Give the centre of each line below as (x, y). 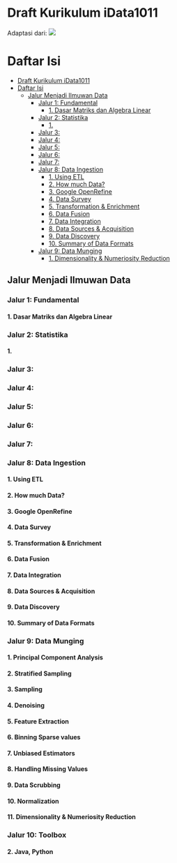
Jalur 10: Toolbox (37, 835)
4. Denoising (26, 705)
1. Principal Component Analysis (55, 657)
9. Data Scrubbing (34, 785)
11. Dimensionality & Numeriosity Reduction (71, 817)
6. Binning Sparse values (44, 738)
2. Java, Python (30, 851)
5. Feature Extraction (38, 721)
